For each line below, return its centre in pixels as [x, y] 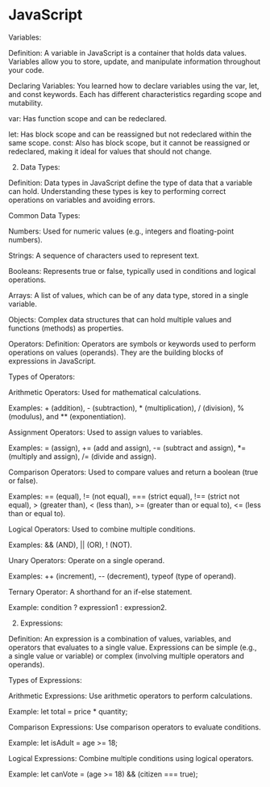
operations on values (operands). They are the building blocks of [116, 352]
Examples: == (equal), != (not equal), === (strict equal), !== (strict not [124, 496]
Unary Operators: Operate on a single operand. [87, 560]
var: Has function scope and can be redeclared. [87, 118]
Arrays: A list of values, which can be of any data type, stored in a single [129, 295]
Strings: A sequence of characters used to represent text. [104, 255]
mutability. [25, 103]
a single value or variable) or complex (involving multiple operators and [126, 655]
